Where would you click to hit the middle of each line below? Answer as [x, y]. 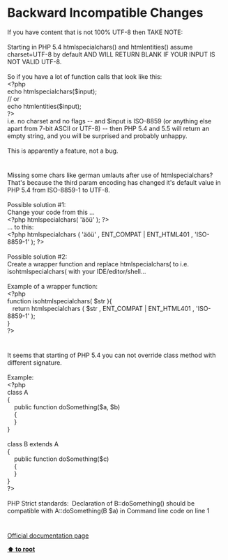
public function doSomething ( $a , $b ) [67, 407]
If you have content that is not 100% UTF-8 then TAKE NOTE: [95, 32]
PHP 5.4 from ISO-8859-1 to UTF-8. [59, 190]
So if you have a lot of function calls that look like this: [85, 76]
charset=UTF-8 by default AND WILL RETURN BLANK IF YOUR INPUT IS [111, 54]
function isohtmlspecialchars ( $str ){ [60, 301]
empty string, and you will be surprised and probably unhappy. [97, 136]
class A [18, 393]
